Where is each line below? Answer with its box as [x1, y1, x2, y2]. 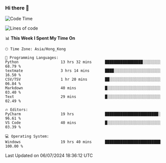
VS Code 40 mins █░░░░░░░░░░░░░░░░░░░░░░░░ [5, 120, 161, 125]
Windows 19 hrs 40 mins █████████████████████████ [5, 140, 161, 145]
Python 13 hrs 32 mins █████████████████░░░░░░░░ [5, 59, 161, 65]
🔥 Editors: [5, 108, 28, 112]
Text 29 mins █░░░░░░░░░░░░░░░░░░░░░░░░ [5, 94, 161, 100]
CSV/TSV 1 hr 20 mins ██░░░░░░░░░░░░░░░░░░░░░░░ [5, 77, 161, 82]
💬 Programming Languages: [5, 55, 58, 60]
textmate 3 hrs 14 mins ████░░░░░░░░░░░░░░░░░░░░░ [5, 68, 161, 73]
